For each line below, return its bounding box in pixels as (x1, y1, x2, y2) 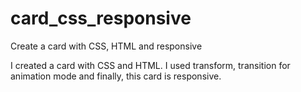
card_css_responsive (10, 7, 192, 30)
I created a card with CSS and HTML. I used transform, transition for (10, 59, 291, 71)
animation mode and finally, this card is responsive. (10, 70, 222, 82)
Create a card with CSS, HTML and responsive (10, 40, 203, 52)
